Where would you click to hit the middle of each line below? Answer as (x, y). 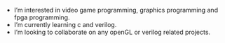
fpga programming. (42, 17)
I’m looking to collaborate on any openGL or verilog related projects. (112, 32)
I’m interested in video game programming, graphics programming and (116, 10)
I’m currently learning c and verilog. (65, 25)
